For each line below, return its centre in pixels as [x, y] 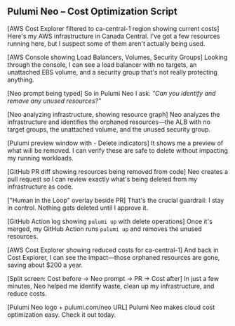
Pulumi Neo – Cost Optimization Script [92, 12]
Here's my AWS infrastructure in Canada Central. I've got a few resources [114, 36]
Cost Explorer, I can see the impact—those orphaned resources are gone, [114, 257]
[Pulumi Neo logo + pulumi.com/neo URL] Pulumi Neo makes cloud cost [111, 307]
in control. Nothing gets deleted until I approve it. [78, 208]
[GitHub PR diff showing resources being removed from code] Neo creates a [118, 171]
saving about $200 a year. [45, 265]
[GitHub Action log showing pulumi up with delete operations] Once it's [110, 221]
